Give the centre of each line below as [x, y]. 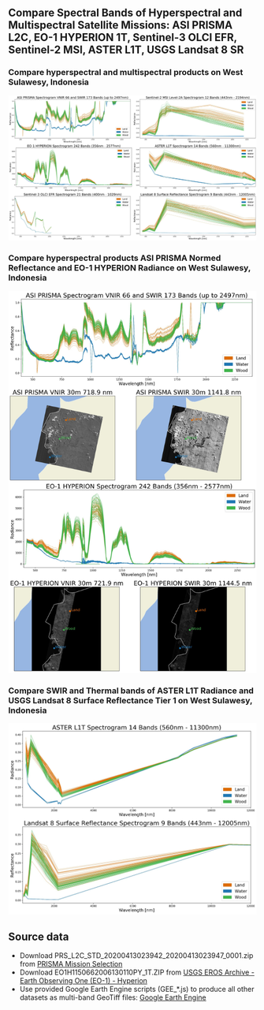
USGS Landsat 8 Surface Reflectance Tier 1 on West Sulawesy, [130, 700]
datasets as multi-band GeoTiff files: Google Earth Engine [113, 997]
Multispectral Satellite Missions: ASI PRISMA [121, 26]
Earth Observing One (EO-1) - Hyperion [84, 981]
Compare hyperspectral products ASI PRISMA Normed [115, 258]
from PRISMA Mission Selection [71, 964]
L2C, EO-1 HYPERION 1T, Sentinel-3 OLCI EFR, [123, 37]
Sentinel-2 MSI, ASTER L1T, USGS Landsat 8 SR [126, 50]
